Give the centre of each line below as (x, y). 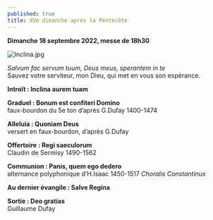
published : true (31, 14)
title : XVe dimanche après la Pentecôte (68, 20)
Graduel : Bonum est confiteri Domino (63, 102)
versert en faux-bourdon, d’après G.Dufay (68, 131)
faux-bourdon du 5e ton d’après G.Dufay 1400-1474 (82, 110)
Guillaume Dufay (31, 208)
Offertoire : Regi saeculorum (50, 145)
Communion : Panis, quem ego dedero (65, 166)
